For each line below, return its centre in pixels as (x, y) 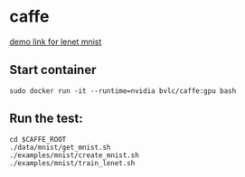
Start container (53, 70)
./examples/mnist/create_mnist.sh (75, 155)
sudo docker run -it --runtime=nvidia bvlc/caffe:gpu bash (123, 91)
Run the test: (46, 119)
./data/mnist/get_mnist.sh (60, 147)
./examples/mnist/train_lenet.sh (72, 163)
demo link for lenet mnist (56, 42)
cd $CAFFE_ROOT (38, 139)
